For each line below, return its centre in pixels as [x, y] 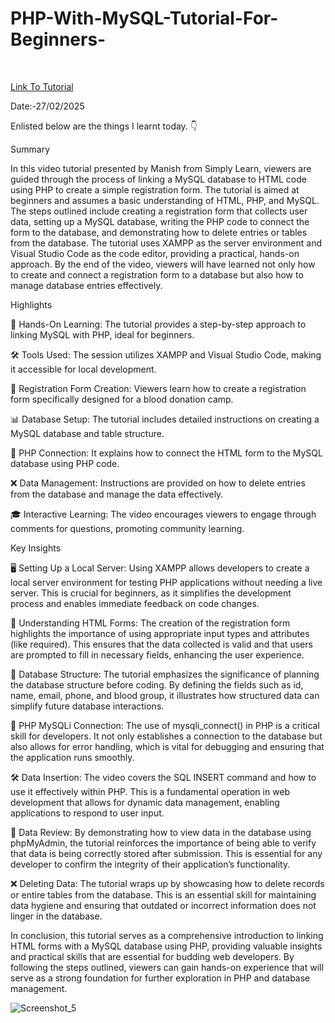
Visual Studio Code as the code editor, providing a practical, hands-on [155, 253]
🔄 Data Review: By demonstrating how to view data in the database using [161, 832]
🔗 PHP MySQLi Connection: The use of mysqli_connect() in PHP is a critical [165, 725]
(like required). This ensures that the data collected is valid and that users [161, 644]
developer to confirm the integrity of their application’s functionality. [150, 864]
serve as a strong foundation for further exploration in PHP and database [160, 978]
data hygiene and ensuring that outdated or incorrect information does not [163, 905]
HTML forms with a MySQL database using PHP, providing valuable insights [166, 946]
